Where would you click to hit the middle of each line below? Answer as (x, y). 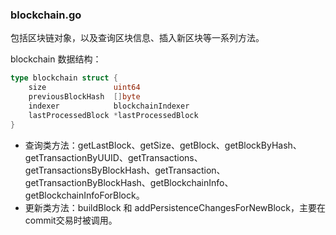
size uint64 (84, 88)
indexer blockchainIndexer (109, 106)
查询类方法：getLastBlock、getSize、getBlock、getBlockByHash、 (163, 145)
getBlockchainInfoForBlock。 (84, 195)
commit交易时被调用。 (71, 220)
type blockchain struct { (64, 78)
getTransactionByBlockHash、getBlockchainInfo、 (129, 182)
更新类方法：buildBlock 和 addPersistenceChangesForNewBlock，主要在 (175, 207)
